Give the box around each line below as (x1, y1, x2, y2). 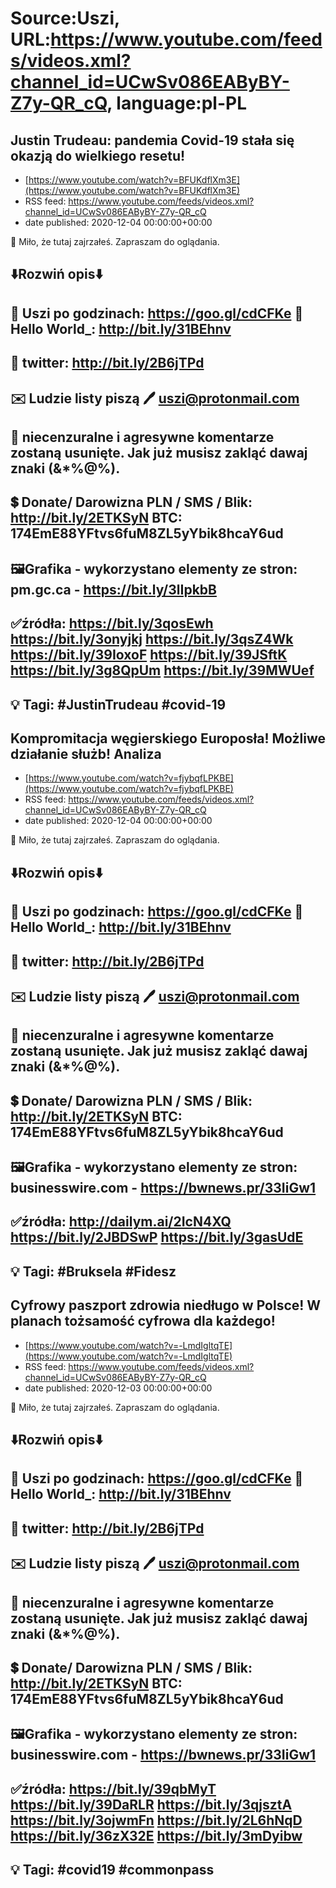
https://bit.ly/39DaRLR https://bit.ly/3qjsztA (10, 1796, 293, 1813)
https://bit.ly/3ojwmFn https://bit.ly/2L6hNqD (10, 1812, 303, 1829)
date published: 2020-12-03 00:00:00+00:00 (24, 1382, 213, 1394)
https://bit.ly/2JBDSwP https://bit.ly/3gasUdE (10, 1229, 304, 1246)
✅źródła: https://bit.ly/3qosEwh (10, 615, 214, 632)
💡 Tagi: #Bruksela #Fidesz (10, 1263, 177, 1280)
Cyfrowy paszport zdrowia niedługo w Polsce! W (10, 1297, 322, 1314)
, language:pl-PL (106, 92, 248, 115)
